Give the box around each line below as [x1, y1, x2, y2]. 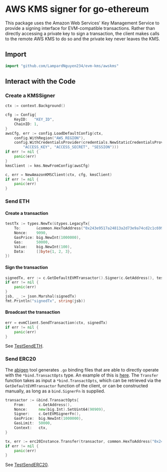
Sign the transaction [5, 264, 48, 270]
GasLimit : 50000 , [14, 421, 52, 426]
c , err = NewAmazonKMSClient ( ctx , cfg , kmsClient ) [5, 172, 112, 177]
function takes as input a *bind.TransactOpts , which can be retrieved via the [5, 377, 162, 383]
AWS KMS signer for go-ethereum [5, 3, 149, 15]
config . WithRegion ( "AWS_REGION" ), [14, 135, 85, 140]
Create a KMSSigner [5, 92, 56, 99]
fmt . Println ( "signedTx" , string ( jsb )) [5, 298, 85, 303]
